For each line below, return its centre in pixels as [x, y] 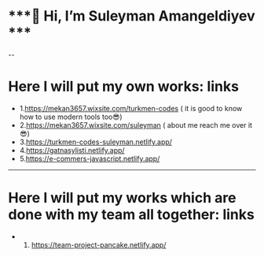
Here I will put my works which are [122, 198]
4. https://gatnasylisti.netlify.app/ [72, 150]
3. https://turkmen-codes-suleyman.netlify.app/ [96, 142]
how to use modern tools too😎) [71, 117]
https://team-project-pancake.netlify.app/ [99, 244]
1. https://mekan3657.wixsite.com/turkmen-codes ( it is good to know [131, 108]
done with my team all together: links [132, 215]
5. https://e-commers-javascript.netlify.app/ [90, 158]
